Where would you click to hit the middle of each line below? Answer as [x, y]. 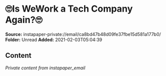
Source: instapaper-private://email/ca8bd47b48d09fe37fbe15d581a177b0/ [83, 34]
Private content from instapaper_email [45, 68]
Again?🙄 [24, 20]
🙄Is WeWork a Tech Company [69, 9]
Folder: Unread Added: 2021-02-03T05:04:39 [54, 40]
